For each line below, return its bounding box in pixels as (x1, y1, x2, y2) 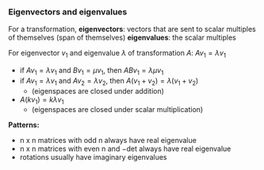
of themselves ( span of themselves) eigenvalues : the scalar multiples (8, 33, 236, 42)
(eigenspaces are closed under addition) (31, 86, 165, 95)
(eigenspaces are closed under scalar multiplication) (31, 105, 204, 114)
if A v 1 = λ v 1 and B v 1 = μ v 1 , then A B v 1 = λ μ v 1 (19, 66, 164, 77)
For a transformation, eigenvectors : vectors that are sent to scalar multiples (8, 25, 256, 34)
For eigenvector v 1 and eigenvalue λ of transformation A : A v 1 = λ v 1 (8, 48, 226, 60)
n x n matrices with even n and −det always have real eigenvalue (19, 144, 231, 153)
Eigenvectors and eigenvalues (8, 6, 128, 17)
